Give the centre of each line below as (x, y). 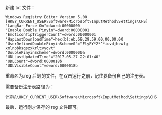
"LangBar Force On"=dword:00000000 (43, 26)
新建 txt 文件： (20, 7)
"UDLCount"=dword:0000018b (34, 61)
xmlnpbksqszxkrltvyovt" (30, 48)
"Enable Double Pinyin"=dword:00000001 (47, 30)
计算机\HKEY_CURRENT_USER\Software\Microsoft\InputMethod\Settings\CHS (81, 97)
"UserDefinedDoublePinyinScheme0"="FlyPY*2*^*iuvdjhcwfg (67, 44)
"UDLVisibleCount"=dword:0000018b (42, 66)
